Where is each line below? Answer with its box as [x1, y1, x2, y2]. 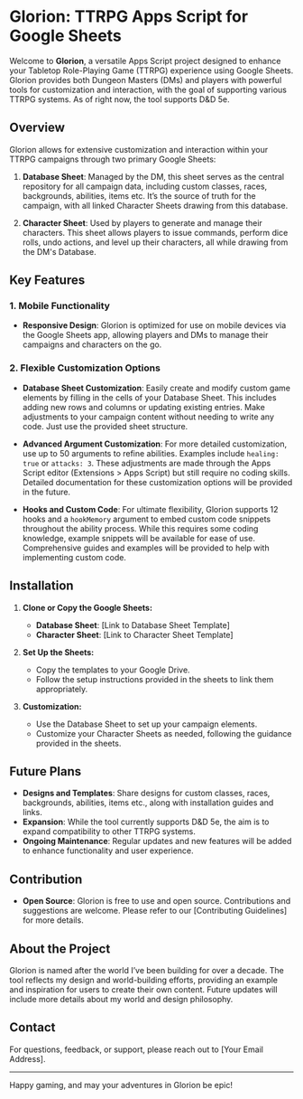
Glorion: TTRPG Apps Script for [9, 6, 249, 27]
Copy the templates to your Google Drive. [35, 664, 191, 675]
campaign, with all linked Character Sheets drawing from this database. [22, 200, 289, 211]
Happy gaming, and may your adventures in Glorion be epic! [9, 1079, 233, 1090]
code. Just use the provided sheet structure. [22, 420, 188, 431]
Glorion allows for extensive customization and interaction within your [9, 144, 269, 155]
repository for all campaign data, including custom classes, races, [22, 181, 268, 192]
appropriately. [35, 683, 88, 694]
